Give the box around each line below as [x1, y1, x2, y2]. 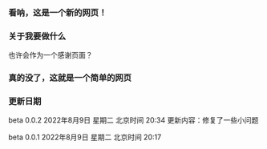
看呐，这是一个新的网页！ [8, 6, 107, 18]
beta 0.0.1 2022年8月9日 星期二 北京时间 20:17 [8, 132, 162, 142]
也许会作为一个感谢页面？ [8, 50, 93, 60]
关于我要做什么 [8, 30, 67, 42]
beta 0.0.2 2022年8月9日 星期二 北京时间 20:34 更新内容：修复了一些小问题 [8, 115, 259, 125]
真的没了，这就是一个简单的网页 [8, 72, 132, 83]
